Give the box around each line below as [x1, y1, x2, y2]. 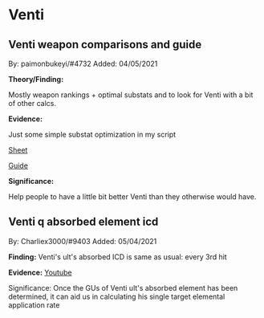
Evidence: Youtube [8, 267, 72, 277]
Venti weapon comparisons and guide [8, 38, 202, 51]
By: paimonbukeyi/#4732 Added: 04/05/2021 [8, 59, 158, 68]
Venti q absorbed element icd [8, 215, 159, 229]
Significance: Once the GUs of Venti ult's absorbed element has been [8, 283, 238, 292]
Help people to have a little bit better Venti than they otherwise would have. [8, 192, 257, 202]
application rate [8, 300, 60, 310]
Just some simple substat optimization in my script [8, 130, 177, 139]
